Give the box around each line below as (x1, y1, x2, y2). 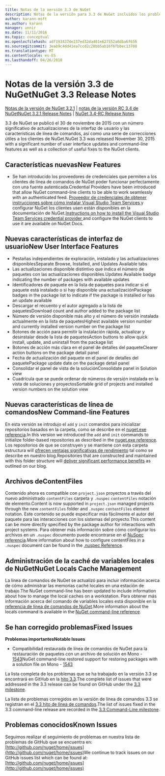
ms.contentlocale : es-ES (5, 53, 56, 58)
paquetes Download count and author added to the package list (12, 308, 140, 314)
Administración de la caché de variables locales (5, 557, 155, 565)
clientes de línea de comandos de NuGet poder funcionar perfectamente (12, 179, 160, 184)
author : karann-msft (5, 16, 48, 21)
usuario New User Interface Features (5, 242, 119, 251)
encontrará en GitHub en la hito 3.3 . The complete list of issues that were (5, 676, 152, 682)
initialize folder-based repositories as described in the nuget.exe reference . (5, 437, 158, 443)
